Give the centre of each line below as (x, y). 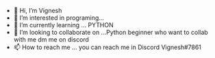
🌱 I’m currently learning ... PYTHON (64, 25)
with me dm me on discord (51, 40)
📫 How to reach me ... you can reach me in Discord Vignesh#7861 (107, 47)
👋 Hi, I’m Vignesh (38, 11)
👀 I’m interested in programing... (59, 18)
